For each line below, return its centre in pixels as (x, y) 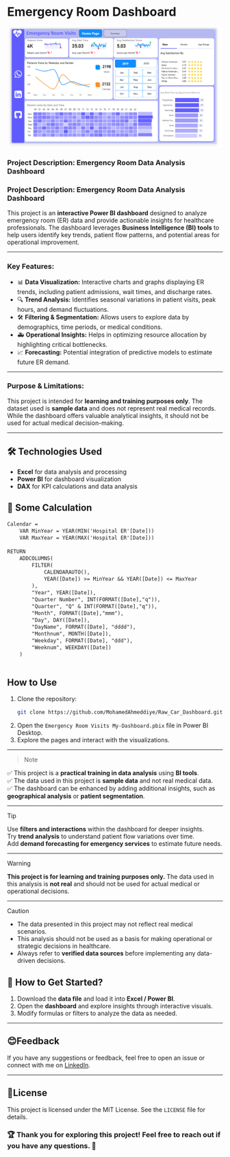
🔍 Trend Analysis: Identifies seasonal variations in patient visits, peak (116, 300)
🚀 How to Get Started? (55, 982)
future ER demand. (43, 362)
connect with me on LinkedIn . (49, 1065)
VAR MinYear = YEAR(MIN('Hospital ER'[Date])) (87, 531)
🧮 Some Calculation (50, 508)
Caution (18, 911)
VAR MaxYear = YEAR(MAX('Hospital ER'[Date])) (87, 538)
